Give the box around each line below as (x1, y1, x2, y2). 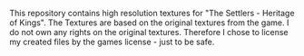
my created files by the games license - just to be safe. (9, 36, 215, 47)
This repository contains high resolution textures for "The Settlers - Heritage (9, 8, 295, 18)
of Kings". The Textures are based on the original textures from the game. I (9, 17, 289, 28)
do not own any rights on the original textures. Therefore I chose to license (9, 27, 289, 37)
